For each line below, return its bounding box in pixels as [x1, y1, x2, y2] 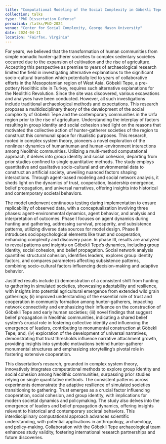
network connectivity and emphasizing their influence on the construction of [5, 304, 161, 310]
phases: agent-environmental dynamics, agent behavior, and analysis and [5, 210, 156, 216]
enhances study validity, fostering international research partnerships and [5, 429, 156, 435]
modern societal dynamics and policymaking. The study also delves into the [5, 398, 160, 403]
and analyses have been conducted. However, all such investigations [5, 95, 146, 101]
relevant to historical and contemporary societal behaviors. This [5, 408, 135, 414]
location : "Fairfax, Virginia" [5, 35, 70, 40]
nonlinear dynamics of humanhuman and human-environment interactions [5, 143, 157, 149]
